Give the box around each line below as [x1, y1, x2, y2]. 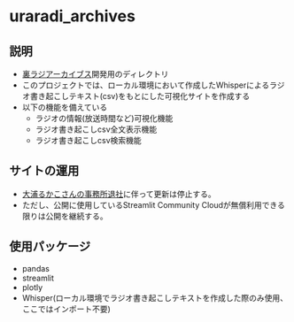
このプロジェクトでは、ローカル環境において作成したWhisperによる [21, 80, 270, 90]
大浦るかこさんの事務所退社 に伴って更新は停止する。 [21, 188, 217, 199]
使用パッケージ [9, 239, 91, 254]
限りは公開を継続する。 [21, 211, 108, 221]
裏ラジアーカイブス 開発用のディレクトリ [21, 69, 169, 79]
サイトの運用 [9, 164, 80, 179]
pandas [21, 263, 50, 273]
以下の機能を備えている [21, 102, 108, 112]
